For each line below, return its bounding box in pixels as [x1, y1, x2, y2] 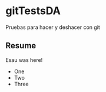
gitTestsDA [5, 4, 61, 18]
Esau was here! [5, 56, 43, 63]
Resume [5, 41, 37, 51]
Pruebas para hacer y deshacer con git [5, 24, 101, 31]
